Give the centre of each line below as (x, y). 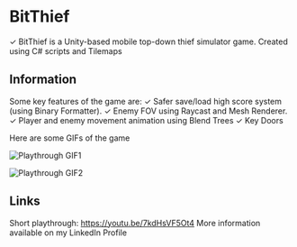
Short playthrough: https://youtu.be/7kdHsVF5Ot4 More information (135, 223)
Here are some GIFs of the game (70, 138)
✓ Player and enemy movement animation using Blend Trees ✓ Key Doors (146, 120)
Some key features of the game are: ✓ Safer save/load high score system (145, 101)
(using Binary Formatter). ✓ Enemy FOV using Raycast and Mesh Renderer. (148, 111)
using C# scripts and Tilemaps (66, 50)
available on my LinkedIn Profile (68, 233)
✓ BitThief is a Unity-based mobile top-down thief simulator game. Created (148, 41)
